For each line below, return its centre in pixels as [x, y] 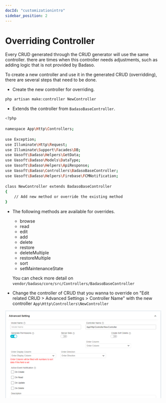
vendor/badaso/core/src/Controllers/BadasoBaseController [73, 284]
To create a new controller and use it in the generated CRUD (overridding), [81, 75]
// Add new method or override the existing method [68, 197]
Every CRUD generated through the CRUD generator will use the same [77, 55]
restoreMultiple [35, 258]
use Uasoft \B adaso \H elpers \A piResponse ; [48, 166]
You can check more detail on [43, 278]
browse [28, 221]
